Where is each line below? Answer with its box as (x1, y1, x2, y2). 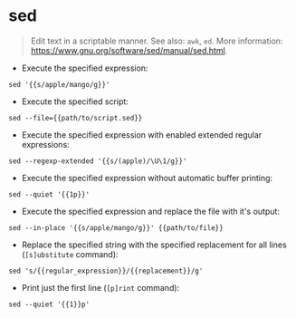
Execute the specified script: (21, 96, 129, 107)
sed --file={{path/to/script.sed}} (8, 113, 143, 122)
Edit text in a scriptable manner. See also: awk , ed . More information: (30, 35, 283, 46)
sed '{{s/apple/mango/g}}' (8, 80, 110, 89)
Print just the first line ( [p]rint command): (21, 282, 180, 293)
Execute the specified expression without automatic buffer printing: (21, 172, 273, 183)
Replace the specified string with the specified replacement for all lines (21, 239, 287, 250)
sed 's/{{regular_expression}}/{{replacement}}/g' (8, 266, 204, 275)
